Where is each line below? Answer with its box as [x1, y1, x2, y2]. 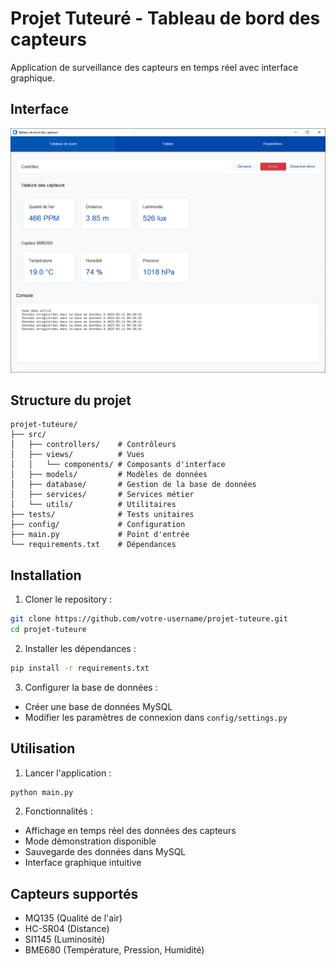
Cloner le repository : [24, 593, 113, 606]
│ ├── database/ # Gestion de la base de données [10, 480, 257, 490]
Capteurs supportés [10, 885, 139, 902]
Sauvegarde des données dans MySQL [24, 846, 187, 858]
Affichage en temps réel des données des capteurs [24, 825, 237, 837]
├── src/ [10, 430, 47, 440]
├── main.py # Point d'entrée [10, 530, 190, 540]
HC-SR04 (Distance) [24, 923, 110, 935]
